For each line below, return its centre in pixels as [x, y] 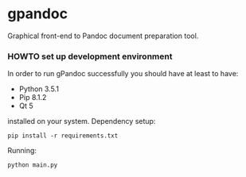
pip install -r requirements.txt [63, 136]
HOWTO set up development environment [90, 56]
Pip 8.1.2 [33, 98]
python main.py [33, 165]
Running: [22, 151]
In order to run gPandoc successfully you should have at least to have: [123, 74]
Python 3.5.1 [39, 89]
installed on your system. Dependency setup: [82, 121]
